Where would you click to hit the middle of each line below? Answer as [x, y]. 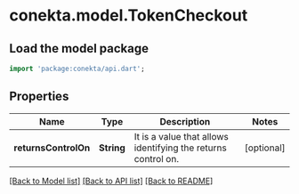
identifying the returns [180, 148]
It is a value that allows [181, 136]
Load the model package [79, 48]
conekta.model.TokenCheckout [129, 16]
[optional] [265, 148]
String [113, 148]
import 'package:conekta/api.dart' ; [77, 69]
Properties [39, 97]
